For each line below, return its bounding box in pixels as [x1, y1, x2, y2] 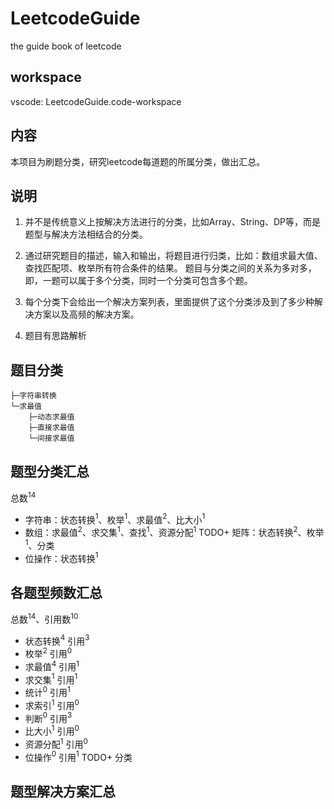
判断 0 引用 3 [24, 710, 73, 724]
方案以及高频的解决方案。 [33, 308, 140, 321]
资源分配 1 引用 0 [24, 737, 88, 750]
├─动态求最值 [28, 412, 75, 422]
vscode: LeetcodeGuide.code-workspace [10, 95, 182, 107]
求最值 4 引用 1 [24, 659, 80, 672]
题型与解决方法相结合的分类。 [24, 228, 148, 241]
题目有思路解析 [24, 330, 87, 342]
